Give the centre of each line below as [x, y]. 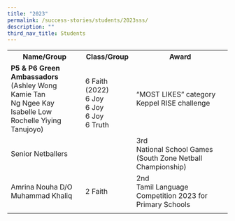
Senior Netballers [39, 154]
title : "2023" [28, 14]
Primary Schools [163, 205]
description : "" [31, 27]
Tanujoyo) [27, 129]
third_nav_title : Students [47, 33]
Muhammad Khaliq [42, 196]
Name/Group [45, 57]
